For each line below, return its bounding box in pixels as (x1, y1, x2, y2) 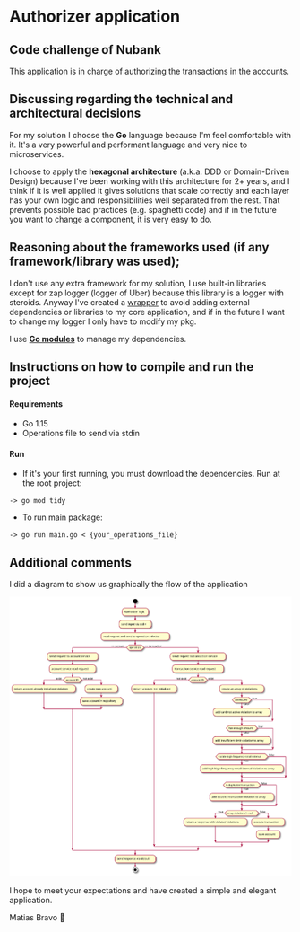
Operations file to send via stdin (21, 428, 141, 439)
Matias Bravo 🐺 (9, 912, 65, 923)
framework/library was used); (9, 254, 181, 269)
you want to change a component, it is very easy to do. (9, 214, 212, 224)
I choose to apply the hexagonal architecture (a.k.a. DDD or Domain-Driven (9, 166, 289, 177)
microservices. (9, 148, 64, 159)
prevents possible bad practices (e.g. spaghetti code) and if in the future (9, 204, 278, 215)
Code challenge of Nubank (9, 42, 161, 57)
